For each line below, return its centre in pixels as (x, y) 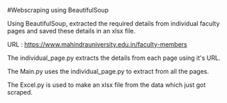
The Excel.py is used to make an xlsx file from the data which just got (107, 85)
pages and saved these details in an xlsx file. (71, 31)
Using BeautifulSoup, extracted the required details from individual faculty (113, 23)
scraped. (20, 92)
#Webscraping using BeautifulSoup (58, 10)
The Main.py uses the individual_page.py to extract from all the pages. (108, 71)
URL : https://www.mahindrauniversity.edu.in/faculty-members (97, 44)
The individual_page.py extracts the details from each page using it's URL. (114, 58)
